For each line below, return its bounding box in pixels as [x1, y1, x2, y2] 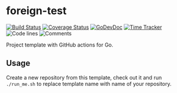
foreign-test [6, 4, 67, 18]
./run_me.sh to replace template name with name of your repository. [6, 80, 172, 87]
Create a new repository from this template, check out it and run [6, 74, 162, 81]
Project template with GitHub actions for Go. [6, 41, 114, 48]
